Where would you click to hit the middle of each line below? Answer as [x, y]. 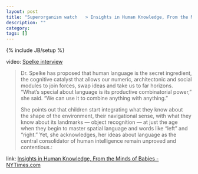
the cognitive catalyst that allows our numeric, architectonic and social [106, 80]
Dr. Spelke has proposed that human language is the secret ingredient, [106, 73]
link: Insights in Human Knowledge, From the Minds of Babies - [82, 159]
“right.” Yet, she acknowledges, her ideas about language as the [98, 135]
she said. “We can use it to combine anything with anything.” [94, 99]
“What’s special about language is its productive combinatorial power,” [106, 92]
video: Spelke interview [34, 62]
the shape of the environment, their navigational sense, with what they [106, 116]
